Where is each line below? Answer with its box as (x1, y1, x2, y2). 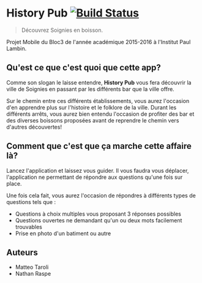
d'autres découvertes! (6, 123, 62, 130)
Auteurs (6, 247, 39, 257)
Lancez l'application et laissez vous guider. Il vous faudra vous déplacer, (6, 167, 189, 174)
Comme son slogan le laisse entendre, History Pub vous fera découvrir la (6, 78, 192, 86)
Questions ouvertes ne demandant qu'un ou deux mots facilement (15, 216, 182, 224)
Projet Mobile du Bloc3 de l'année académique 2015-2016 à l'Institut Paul (6, 38, 191, 45)
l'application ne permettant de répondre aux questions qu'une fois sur (6, 173, 183, 181)
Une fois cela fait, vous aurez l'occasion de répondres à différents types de (6, 192, 196, 199)
